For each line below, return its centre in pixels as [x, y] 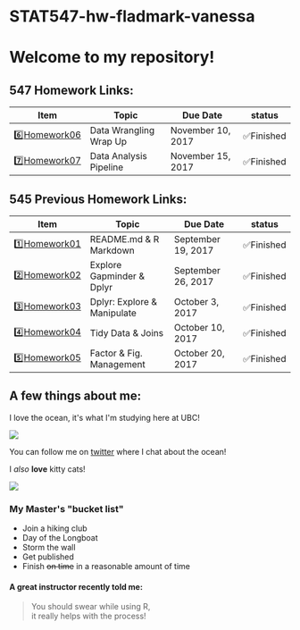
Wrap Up [108, 142]
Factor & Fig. [116, 353]
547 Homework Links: [71, 90]
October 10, [199, 328]
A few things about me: [75, 396]
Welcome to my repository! [112, 58]
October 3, [196, 302]
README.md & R [125, 239]
